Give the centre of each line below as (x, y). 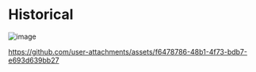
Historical (41, 15)
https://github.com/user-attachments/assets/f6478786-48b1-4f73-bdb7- (128, 51)
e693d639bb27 (34, 60)
